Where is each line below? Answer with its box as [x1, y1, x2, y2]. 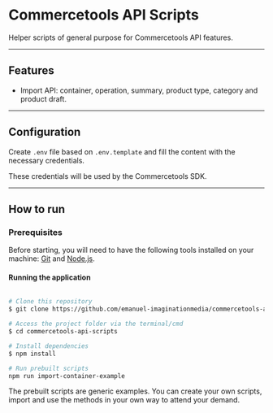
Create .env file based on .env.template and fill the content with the [8, 146, 236, 156]
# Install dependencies [8, 341, 89, 350]
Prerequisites [8, 226, 63, 237]
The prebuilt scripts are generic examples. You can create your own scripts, [8, 386, 262, 396]
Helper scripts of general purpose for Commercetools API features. [8, 33, 233, 42]
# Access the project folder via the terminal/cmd [8, 320, 184, 328]
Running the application [8, 272, 91, 282]
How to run [8, 202, 66, 216]
